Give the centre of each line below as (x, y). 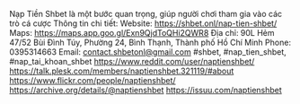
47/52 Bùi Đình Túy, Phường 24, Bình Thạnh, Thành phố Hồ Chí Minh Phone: (150, 42)
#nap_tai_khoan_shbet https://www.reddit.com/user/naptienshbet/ (132, 61)
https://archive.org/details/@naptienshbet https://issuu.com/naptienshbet (146, 90)
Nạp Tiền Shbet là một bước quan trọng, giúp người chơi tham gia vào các (146, 14)
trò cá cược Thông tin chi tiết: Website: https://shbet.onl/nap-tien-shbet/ (143, 23)
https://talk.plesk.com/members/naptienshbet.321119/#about (122, 71)
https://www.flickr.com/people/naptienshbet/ (93, 80)
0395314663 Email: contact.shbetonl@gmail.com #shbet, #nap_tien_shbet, (148, 52)
